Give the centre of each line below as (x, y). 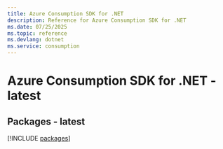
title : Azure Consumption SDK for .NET (66, 14)
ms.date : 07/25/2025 (38, 27)
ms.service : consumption (43, 46)
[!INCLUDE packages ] (39, 138)
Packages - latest (46, 121)
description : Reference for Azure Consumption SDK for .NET (97, 20)
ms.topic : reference (38, 33)
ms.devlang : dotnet (36, 40)
